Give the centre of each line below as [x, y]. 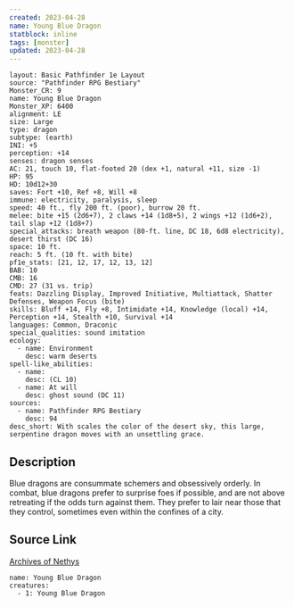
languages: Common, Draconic [63, 325]
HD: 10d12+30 [33, 185]
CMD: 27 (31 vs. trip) [51, 287]
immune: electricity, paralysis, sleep [83, 200]
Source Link [43, 540]
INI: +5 [24, 146]
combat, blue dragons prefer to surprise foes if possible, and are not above [147, 493]
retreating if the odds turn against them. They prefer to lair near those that [145, 502]
